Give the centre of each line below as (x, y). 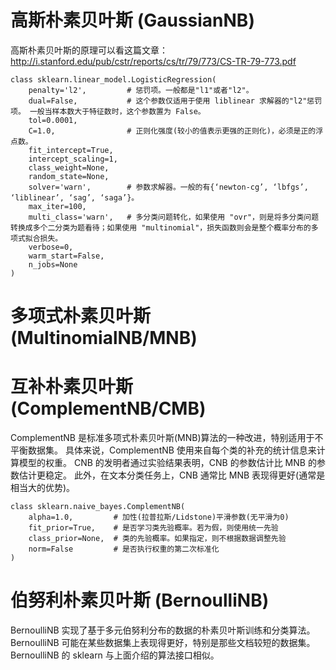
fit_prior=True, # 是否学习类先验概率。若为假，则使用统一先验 (153, 528)
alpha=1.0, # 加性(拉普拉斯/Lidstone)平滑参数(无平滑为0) (159, 517)
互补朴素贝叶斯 (72, 387)
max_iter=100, (57, 206)
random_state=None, (69, 176)
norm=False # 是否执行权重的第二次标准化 (124, 549)
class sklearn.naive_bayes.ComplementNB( (98, 507)
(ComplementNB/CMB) (108, 408)
